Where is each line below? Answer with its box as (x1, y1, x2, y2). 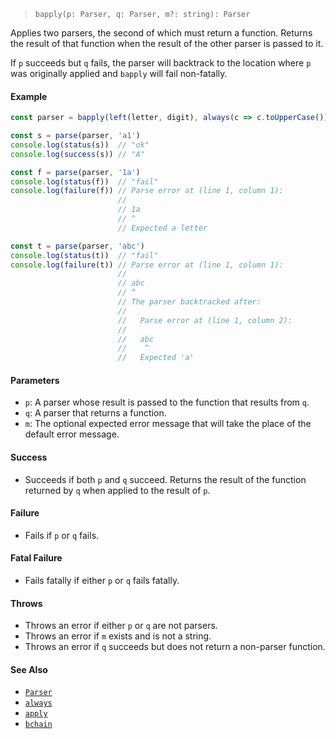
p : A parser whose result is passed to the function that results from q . (24, 396, 310, 409)
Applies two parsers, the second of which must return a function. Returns (10, 27, 313, 39)
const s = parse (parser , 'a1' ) (10, 131, 141, 141)
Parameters (10, 374, 60, 386)
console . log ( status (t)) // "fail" (10, 250, 159, 260)
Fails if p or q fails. (24, 529, 100, 541)
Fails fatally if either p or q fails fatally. (24, 575, 180, 587)
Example (10, 90, 48, 102)
